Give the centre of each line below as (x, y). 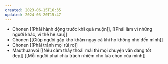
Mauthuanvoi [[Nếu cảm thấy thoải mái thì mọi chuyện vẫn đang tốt (81, 50)
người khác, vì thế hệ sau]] (39, 34)
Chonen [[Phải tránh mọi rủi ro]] (45, 45)
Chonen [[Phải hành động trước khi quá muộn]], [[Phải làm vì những (82, 29)
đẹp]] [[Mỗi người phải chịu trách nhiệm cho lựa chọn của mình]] (79, 55)
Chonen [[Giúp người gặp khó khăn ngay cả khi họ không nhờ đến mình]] (88, 40)
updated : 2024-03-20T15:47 (33, 15)
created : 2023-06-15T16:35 (33, 10)
